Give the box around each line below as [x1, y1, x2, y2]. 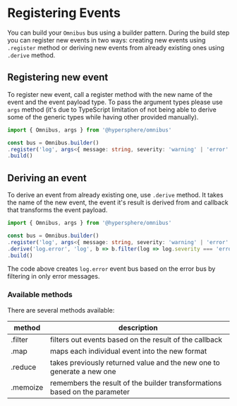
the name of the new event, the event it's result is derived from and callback [7, 198, 229, 207]
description [119, 323, 159, 332]
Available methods [7, 290, 73, 300]
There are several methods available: [7, 306, 115, 314]
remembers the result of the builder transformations [50, 378, 222, 388]
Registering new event [7, 71, 109, 83]
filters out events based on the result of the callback [50, 335, 223, 344]
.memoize [11, 382, 44, 392]
